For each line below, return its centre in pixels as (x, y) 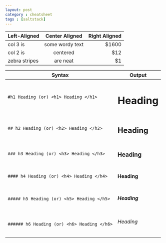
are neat (64, 61)
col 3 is (16, 45)
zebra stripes (23, 61)
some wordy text (64, 45)
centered (64, 53)
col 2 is (16, 53)
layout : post (19, 10)
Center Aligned (64, 36)
